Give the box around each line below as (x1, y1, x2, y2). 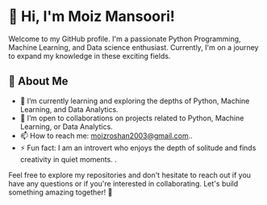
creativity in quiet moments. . (19, 154, 117, 164)
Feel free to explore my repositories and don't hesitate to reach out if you (8, 169, 252, 180)
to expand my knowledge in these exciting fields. (8, 51, 171, 61)
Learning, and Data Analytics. (19, 104, 119, 114)
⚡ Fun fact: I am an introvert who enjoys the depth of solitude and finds (19, 143, 257, 153)
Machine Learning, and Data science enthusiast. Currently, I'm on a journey (8, 42, 259, 52)
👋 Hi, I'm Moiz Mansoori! (8, 7, 176, 26)
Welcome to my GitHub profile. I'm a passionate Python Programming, (8, 34, 241, 44)
